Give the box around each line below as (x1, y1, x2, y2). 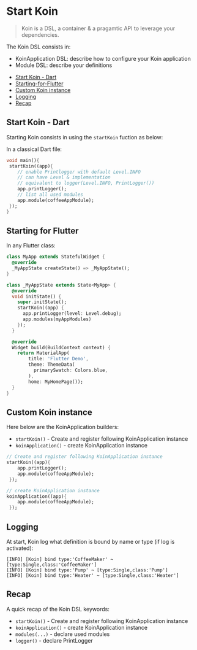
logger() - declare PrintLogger (15, 636, 94, 644)
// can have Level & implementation (17, 174, 111, 180)
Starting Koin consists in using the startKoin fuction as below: (6, 133, 163, 141)
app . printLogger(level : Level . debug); (22, 311, 122, 317)
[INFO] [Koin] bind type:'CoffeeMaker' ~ (6, 556, 114, 562)
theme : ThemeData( (28, 362, 75, 368)
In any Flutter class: (6, 242, 56, 249)
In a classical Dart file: (6, 145, 62, 153)
